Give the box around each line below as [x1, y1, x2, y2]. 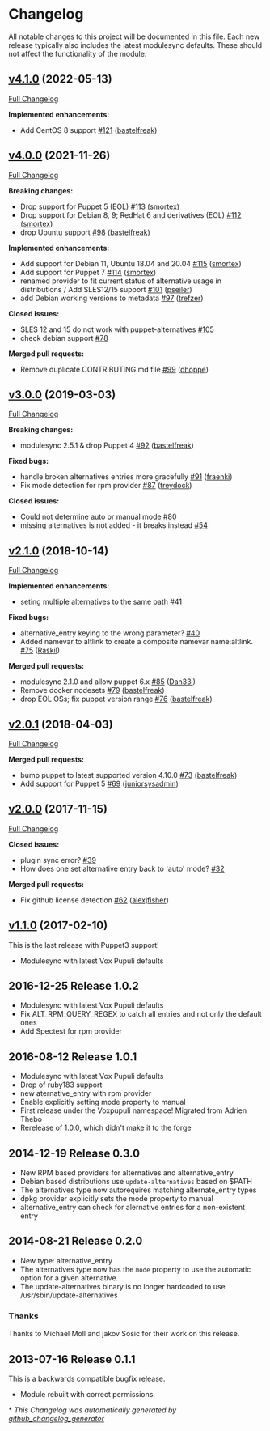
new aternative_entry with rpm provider [19, 1089, 152, 1098]
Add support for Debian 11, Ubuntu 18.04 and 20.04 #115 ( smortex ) [19, 258, 243, 268]
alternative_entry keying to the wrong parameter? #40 [19, 628, 200, 638]
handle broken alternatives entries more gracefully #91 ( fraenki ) [19, 472, 233, 482]
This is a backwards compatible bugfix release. [8, 1374, 166, 1383]
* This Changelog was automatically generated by [8, 1405, 177, 1415]
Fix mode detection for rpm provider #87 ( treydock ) [19, 481, 192, 490]
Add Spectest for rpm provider [19, 1026, 123, 1036]
